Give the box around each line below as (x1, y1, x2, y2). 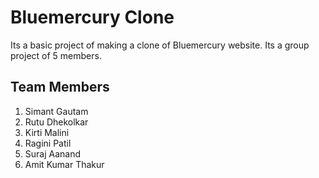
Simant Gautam (24, 105, 89, 117)
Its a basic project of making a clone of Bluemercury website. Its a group (10, 39, 310, 51)
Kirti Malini (24, 126, 70, 138)
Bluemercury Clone (10, 6, 175, 29)
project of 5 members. (10, 49, 102, 61)
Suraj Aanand (24, 147, 82, 160)
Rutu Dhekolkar (24, 116, 89, 128)
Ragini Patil (24, 137, 72, 149)
